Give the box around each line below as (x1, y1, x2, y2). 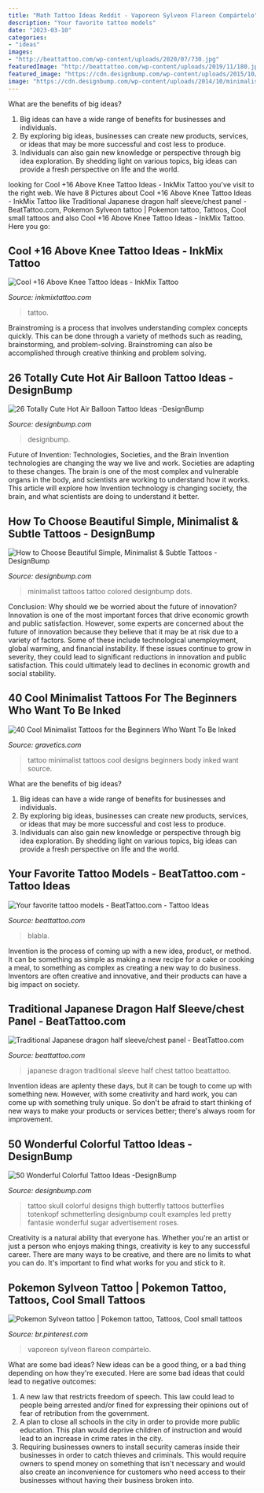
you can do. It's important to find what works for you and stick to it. (8, 1258, 226, 1268)
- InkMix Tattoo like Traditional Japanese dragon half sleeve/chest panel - (8, 196, 247, 205)
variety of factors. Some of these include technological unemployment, (8, 635, 238, 645)
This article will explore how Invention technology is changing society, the (8, 483, 247, 493)
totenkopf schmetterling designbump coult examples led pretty (27, 1210, 232, 1219)
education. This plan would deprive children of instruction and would (19, 1425, 242, 1435)
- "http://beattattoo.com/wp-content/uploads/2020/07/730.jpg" (8, 56, 220, 64)
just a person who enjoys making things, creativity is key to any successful (8, 1241, 250, 1251)
